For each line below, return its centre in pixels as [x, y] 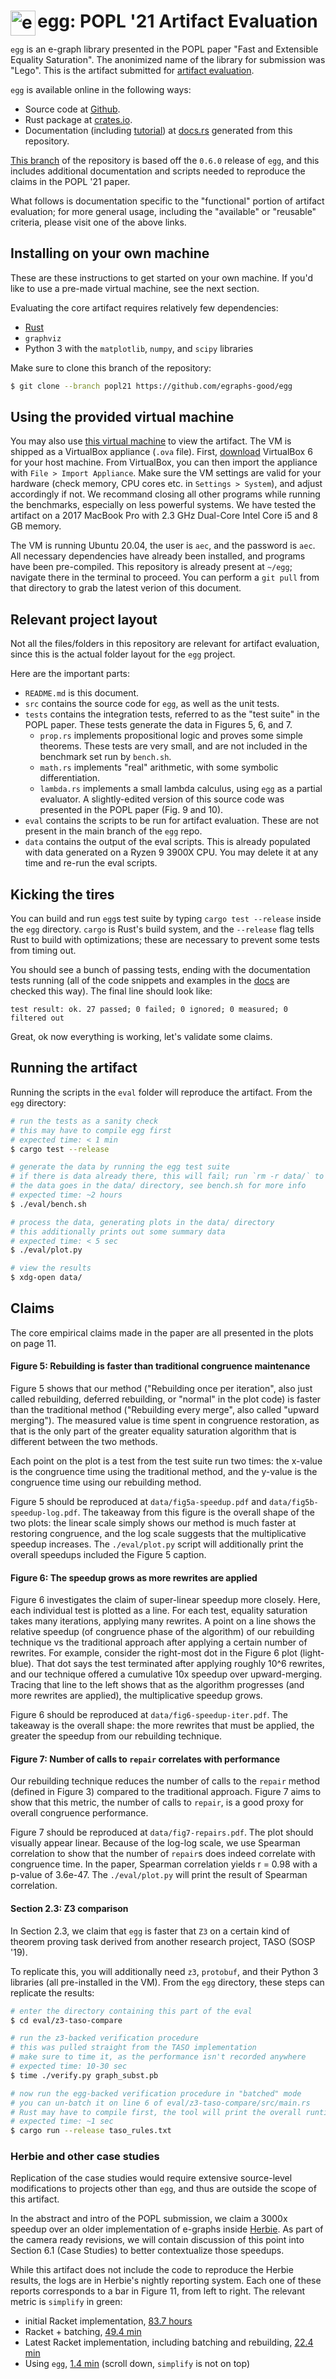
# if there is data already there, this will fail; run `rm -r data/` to [167, 1176]
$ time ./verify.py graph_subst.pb [84, 2075]
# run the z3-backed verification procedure [104, 2038]
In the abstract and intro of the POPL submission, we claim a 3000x [149, 2219]
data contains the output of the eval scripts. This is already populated [167, 842]
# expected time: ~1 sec [62, 2121]
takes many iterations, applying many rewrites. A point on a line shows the [163, 1621]
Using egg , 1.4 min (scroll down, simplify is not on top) [137, 2364]
